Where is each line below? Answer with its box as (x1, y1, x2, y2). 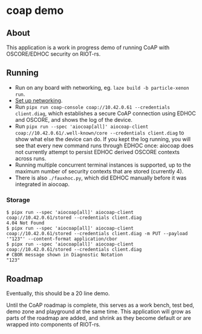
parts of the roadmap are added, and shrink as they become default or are (6, 314, 192, 321)
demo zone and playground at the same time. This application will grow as (6, 307, 192, 315)
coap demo (6, 4, 64, 18)
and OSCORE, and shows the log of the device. (15, 116, 133, 123)
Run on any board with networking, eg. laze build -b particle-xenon (15, 84, 189, 91)
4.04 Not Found (6, 220, 45, 226)
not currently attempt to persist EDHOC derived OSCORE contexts (15, 148, 180, 155)
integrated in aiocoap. (15, 180, 70, 188)
